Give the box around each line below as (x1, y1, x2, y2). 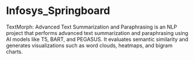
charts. (6, 48, 23, 55)
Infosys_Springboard (6, 4, 110, 17)
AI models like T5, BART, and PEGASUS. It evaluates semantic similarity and (6, 36, 189, 43)
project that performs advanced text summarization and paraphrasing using (6, 29, 189, 36)
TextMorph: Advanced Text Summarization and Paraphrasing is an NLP (6, 23, 177, 30)
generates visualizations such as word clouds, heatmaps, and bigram (6, 42, 173, 49)
